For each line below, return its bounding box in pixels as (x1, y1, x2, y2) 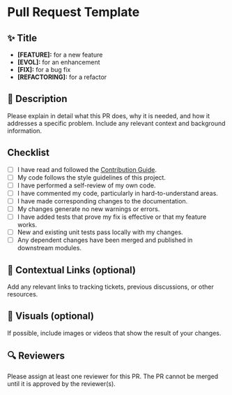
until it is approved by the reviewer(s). (7, 379, 116, 388)
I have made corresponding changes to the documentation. (17, 196, 188, 205)
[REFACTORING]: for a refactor (17, 73, 107, 81)
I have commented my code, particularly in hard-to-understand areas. (17, 189, 218, 197)
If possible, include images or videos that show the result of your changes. (7, 329, 222, 337)
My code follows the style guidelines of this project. (17, 173, 166, 182)
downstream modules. (17, 244, 82, 252)
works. (17, 221, 37, 229)
